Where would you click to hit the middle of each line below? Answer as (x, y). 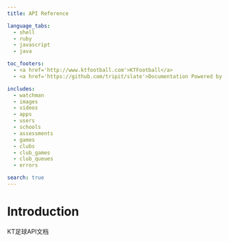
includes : (21, 89)
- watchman (29, 95)
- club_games (32, 153)
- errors (26, 165)
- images (26, 101)
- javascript (32, 45)
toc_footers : (26, 64)
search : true (26, 178)
